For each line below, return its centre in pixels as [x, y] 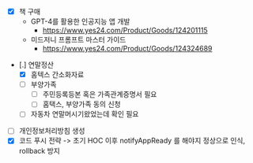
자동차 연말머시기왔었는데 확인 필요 [85, 114]
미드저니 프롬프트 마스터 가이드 [78, 40]
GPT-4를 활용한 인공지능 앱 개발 [80, 21]
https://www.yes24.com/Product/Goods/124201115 [125, 31]
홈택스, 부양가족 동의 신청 [81, 104]
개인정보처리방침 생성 [52, 131]
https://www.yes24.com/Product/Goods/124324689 [127, 49]
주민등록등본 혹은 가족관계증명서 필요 [100, 94]
